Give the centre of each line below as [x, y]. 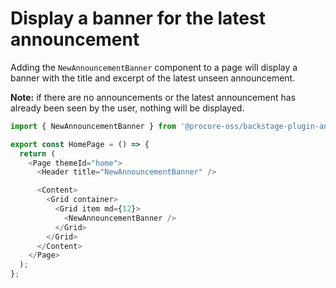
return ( [37, 153]
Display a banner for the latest [138, 18]
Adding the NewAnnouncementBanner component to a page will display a [154, 67]
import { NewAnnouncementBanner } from [93, 126]
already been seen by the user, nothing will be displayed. [127, 108]
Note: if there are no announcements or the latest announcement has [153, 97]
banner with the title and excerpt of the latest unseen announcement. [153, 78]
